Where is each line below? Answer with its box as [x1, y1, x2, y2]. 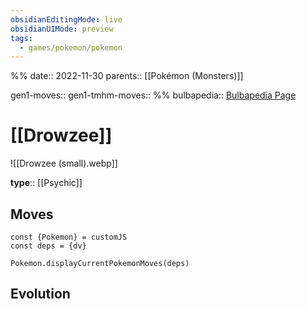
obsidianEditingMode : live [10, 14, 123, 25]
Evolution [10, 286, 71, 303]
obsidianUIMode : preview [10, 24, 114, 34]
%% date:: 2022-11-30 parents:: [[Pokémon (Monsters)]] [10, 70, 244, 82]
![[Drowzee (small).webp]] [10, 157, 118, 170]
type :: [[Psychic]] [10, 177, 83, 189]
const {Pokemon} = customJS [10, 232, 128, 242]
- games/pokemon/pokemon [19, 42, 123, 53]
